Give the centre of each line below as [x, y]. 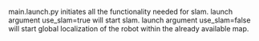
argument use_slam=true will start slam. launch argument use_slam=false [129, 20]
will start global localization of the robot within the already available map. [129, 29]
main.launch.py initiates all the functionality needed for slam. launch [121, 12]
